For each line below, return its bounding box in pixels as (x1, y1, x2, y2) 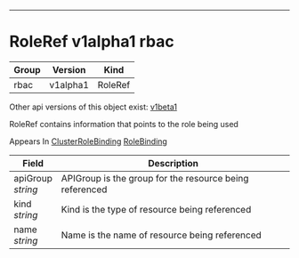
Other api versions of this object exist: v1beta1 (9, 101, 178, 112)
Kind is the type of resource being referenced (61, 203, 252, 215)
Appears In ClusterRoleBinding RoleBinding (9, 135, 167, 147)
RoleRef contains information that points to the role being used (9, 118, 238, 129)
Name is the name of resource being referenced (61, 229, 263, 241)
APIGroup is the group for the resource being (61, 172, 249, 184)
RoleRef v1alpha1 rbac (9, 32, 175, 52)
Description (148, 157, 198, 169)
